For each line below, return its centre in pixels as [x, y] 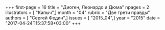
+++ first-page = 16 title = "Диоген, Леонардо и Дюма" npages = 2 [77, 7]
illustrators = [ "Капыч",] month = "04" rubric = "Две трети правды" [78, 12]
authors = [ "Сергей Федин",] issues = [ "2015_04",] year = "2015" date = [83, 18]
